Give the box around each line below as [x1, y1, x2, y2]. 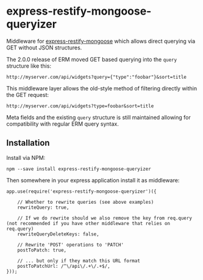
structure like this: [6, 62, 52, 70]
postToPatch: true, [17, 247, 67, 253]
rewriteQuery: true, [17, 204, 69, 210]
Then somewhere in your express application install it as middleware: [6, 176, 180, 184]
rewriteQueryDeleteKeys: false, [17, 231, 99, 237]
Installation [6, 138, 50, 148]
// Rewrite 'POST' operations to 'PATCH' [17, 242, 124, 248]
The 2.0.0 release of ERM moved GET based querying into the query [6, 56, 177, 63]
